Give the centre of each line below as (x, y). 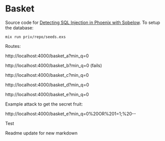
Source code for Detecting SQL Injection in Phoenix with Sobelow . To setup (83, 22)
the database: (19, 27)
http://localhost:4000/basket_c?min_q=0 (47, 75)
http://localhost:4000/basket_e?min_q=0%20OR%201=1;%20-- (71, 114)
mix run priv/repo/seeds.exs (35, 37)
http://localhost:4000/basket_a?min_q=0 (47, 56)
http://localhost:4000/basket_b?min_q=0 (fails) (54, 65)
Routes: (13, 46)
